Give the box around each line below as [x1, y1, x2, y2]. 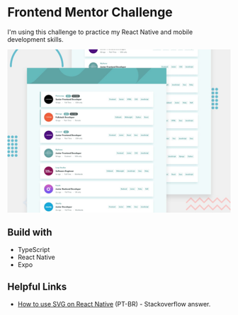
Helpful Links [7, 281, 67, 293]
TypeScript [17, 245, 50, 253]
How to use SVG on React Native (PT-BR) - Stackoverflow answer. [17, 299, 211, 308]
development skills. [7, 35, 64, 43]
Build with [7, 227, 52, 239]
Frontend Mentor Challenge [7, 4, 174, 21]
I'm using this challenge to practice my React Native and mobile [7, 28, 193, 36]
